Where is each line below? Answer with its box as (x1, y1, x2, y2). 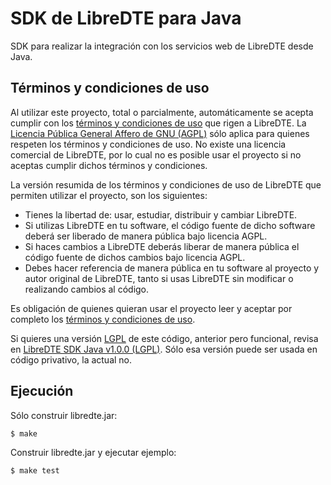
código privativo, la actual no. (10, 353, 133, 366)
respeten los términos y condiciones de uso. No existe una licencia (10, 138, 287, 150)
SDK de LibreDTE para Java (10, 7, 242, 30)
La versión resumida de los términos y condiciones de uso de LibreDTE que (10, 178, 322, 191)
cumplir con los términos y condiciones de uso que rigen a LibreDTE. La (10, 117, 307, 129)
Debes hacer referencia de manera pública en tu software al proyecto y (24, 262, 320, 274)
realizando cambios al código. (24, 283, 150, 295)
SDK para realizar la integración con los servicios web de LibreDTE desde (10, 40, 314, 52)
